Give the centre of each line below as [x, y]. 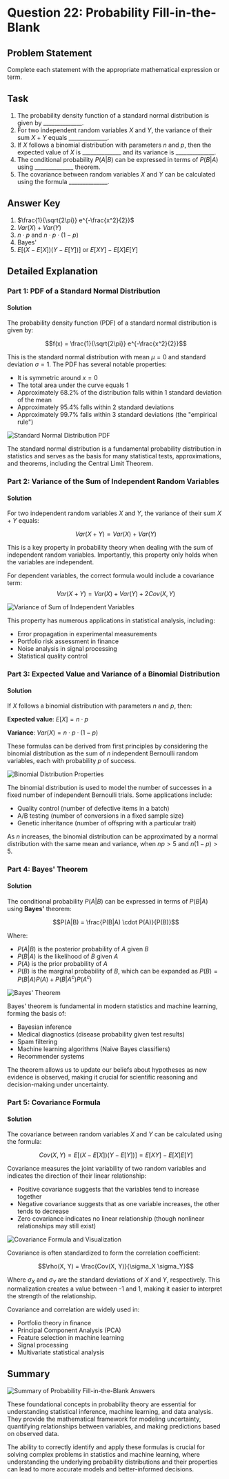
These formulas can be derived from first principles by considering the [108, 746]
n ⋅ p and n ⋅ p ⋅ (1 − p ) [48, 235]
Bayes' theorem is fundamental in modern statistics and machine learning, [112, 1006]
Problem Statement [50, 53]
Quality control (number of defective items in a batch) [93, 809]
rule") [25, 422]
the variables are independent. [51, 562]
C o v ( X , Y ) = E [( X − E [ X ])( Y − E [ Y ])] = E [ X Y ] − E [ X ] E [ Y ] [116, 1155]
